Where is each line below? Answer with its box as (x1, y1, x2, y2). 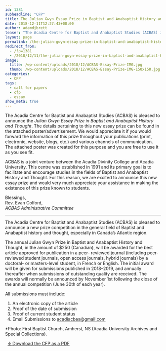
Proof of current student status (12, 311, 76, 317)
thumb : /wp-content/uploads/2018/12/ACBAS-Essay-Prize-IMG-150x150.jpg (9, 67, 161, 72)
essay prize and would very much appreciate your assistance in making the (5, 180, 159, 186)
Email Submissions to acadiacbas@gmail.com (12, 316, 106, 322)
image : (5, 58, 19, 63)
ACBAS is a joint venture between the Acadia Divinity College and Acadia (5, 159, 154, 165)
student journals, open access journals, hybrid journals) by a (24, 255, 148, 261)
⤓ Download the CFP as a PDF (7, 341, 70, 347)
